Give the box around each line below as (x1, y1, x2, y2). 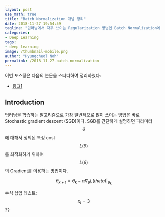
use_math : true (5, 12, 37, 17)
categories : (5, 30, 30, 35)
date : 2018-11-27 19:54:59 (5, 21, 61, 26)
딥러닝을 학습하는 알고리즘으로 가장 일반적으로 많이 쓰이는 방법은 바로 (5, 112, 140, 118)
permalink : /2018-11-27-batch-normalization (5, 58, 99, 63)
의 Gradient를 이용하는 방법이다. (5, 168, 68, 174)
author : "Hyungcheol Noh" (5, 53, 59, 59)
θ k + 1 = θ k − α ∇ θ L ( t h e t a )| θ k (55, 178, 112, 186)
